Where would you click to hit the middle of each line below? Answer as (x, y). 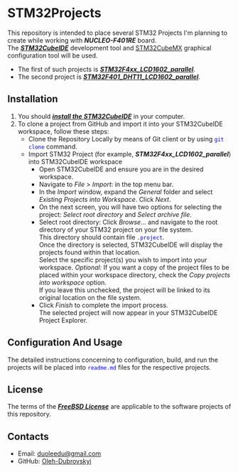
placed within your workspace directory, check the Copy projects (135, 274)
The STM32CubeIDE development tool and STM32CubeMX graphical (109, 48)
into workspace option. (72, 282)
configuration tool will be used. (53, 55)
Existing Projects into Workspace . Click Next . (105, 199)
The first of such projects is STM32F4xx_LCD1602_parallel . (106, 69)
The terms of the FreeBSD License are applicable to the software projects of (119, 407)
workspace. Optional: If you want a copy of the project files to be (134, 267)
